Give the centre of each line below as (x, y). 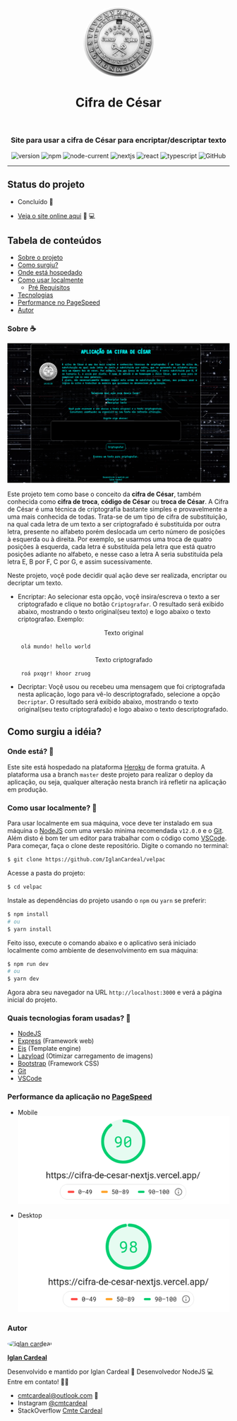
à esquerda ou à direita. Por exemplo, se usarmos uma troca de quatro (110, 539)
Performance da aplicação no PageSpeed (80, 1097)
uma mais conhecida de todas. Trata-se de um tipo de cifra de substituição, (117, 517)
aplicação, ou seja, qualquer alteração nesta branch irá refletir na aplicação (117, 782)
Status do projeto (46, 185)
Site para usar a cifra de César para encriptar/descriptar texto (119, 141)
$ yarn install (30, 929)
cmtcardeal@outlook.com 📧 (58, 1395)
